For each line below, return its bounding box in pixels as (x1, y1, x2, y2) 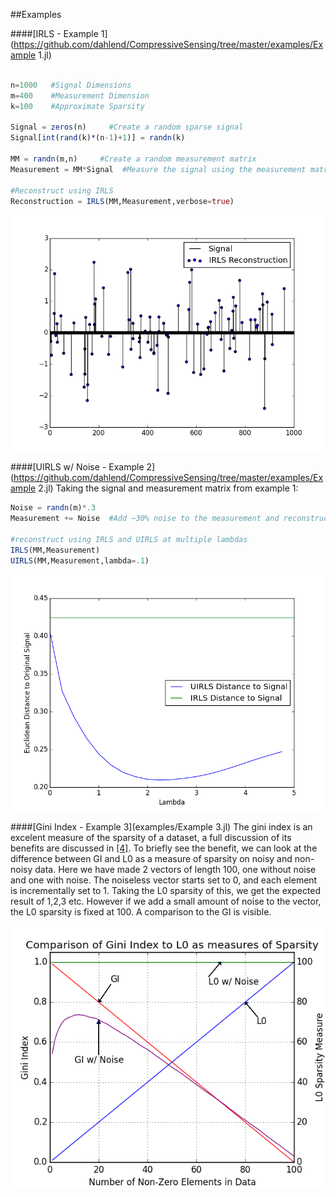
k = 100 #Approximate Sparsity (10, 101, 145, 111)
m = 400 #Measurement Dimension (10, 90, 150, 101)
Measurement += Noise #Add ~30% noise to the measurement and (10, 514, 280, 524)
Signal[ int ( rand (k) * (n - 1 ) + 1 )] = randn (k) (10, 133, 186, 143)
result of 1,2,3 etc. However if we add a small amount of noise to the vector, (10, 895, 322, 907)
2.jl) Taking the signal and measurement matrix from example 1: (38, 482, 299, 494)
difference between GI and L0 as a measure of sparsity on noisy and (10, 852, 293, 864)
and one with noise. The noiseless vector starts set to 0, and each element (10, 874, 318, 886)
